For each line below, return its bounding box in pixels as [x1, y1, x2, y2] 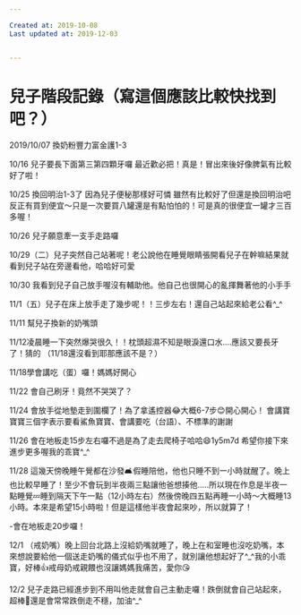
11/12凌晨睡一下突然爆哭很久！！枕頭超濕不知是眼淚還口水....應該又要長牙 [9, 337, 279, 347]
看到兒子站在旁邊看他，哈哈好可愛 [9, 261, 135, 271]
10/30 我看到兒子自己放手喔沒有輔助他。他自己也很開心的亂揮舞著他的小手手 [9, 279, 291, 291]
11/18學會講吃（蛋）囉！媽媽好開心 [9, 367, 137, 378]
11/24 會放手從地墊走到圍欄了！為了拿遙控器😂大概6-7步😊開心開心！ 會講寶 [9, 405, 291, 416]
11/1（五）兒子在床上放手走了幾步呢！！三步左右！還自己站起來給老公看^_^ [9, 299, 283, 310]
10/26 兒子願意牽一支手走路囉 [9, 230, 119, 242]
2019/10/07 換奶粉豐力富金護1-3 [9, 140, 127, 150]
